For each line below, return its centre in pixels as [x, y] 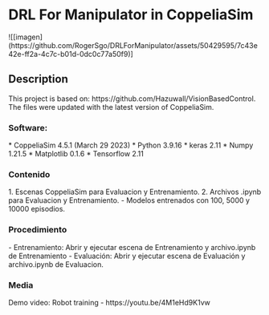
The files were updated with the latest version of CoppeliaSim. [111, 107]
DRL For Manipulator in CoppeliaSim [131, 15]
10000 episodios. [37, 209]
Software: [28, 127]
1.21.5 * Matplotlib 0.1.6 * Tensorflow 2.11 [76, 154]
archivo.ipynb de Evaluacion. [56, 264]
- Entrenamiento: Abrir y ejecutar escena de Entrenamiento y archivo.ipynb [132, 247]
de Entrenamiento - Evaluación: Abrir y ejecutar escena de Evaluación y [127, 256]
